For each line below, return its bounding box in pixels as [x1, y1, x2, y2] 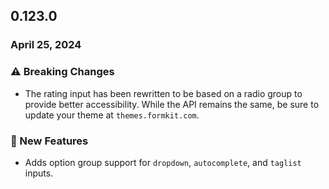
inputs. [24, 167, 54, 179]
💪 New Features [10, 134, 89, 148]
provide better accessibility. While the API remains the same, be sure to [24, 98, 320, 110]
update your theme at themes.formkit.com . [24, 109, 200, 121]
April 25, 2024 [10, 38, 82, 52]
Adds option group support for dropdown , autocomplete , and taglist [24, 156, 302, 168]
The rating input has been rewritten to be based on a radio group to [24, 87, 303, 99]
